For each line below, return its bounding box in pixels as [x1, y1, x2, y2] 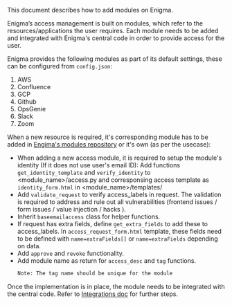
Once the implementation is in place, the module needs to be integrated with [7, 282, 225, 290]
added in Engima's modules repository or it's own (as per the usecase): [7, 140, 211, 148]
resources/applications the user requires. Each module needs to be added [7, 27, 219, 35]
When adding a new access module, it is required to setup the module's [17, 154, 222, 162]
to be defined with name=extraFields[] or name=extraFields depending [17, 234, 218, 243]
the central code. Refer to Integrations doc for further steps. [7, 290, 179, 298]
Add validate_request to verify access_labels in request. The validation [17, 190, 222, 198]
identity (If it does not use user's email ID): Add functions [17, 161, 181, 169]
